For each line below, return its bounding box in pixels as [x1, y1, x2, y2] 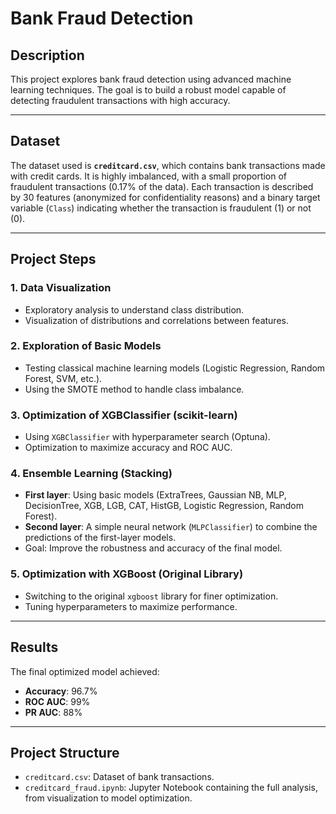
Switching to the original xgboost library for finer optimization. [24, 590, 279, 602]
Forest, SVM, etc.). [24, 372, 103, 384]
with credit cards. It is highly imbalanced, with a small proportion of [10, 170, 288, 182]
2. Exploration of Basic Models [10, 339, 162, 353]
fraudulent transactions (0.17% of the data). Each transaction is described [10, 180, 314, 192]
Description [10, 47, 85, 64]
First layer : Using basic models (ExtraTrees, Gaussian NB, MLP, [24, 489, 287, 501]
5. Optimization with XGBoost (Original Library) [10, 567, 244, 581]
